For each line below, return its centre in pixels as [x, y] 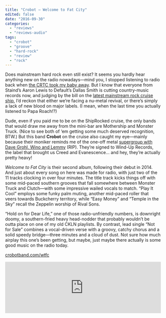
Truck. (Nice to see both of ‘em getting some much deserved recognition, [80, 131]
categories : [17, 24]
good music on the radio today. [37, 245]
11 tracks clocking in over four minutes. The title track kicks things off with [80, 178]
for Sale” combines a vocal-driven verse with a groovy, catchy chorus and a [82, 230]
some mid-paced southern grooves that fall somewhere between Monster [80, 183]
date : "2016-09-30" [25, 19]
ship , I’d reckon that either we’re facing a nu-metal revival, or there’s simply [82, 101]
